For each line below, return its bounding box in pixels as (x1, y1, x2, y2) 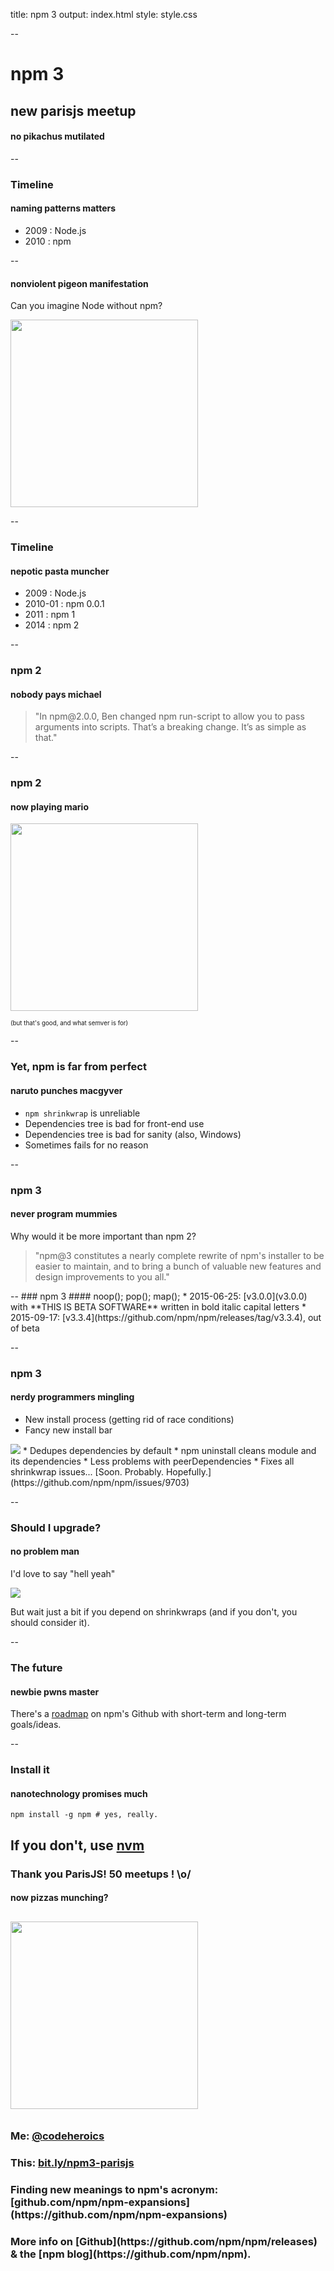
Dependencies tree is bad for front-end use (24, 1117, 205, 1129)
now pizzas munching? (10, 1892, 109, 1904)
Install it (10, 1763, 50, 1777)
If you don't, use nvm (10, 1837, 145, 1854)
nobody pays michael (10, 688, 102, 700)
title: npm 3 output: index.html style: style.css (10, 9, 198, 20)
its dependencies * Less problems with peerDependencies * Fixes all (10, 1455, 295, 1467)
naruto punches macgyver (10, 1085, 123, 1096)
